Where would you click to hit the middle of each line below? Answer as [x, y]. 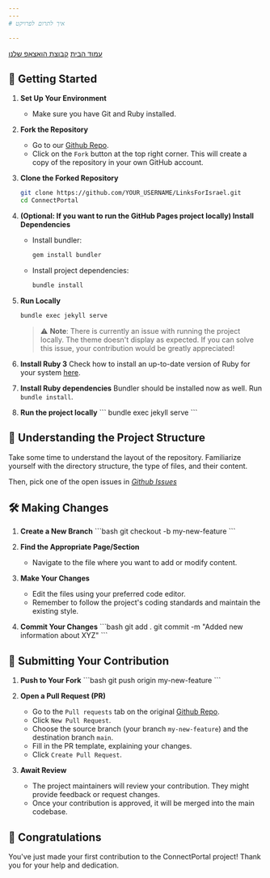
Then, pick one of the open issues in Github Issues [93, 481]
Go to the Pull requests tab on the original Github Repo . [126, 711]
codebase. [50, 812]
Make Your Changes [55, 578]
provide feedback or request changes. [96, 795]
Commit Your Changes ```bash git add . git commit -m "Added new [132, 627]
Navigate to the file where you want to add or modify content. [135, 563]
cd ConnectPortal [49, 201]
